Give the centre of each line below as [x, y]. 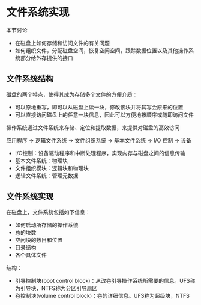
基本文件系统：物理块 [41, 161]
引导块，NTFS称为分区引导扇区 [59, 288]
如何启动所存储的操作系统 [46, 225]
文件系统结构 [30, 79]
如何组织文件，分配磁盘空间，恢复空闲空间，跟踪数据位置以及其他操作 [102, 50]
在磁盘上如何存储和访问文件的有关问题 [62, 43]
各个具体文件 [31, 255]
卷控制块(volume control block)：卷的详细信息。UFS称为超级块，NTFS [102, 295]
